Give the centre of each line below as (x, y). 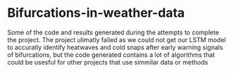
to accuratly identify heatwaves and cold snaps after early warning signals (115, 47)
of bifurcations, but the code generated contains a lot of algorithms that (111, 55)
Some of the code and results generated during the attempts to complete (113, 32)
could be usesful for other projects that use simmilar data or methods (108, 62)
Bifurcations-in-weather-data (96, 13)
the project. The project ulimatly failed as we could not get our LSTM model (117, 39)
